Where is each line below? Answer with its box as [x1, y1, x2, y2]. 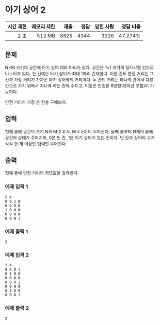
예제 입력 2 [5, 251, 29, 258]
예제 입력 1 [5, 183, 28, 190]
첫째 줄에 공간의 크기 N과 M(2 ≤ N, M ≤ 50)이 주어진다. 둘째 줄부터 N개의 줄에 [5, 128, 153, 134]
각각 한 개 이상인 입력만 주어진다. [5, 140, 67, 146]
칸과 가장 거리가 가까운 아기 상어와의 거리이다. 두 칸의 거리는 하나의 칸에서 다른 [5, 76, 154, 83]
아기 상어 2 [5, 4, 46, 16]
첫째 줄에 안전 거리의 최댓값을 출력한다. [5, 170, 79, 176]
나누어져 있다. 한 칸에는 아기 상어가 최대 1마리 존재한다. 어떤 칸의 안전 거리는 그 [5, 70, 154, 76]
